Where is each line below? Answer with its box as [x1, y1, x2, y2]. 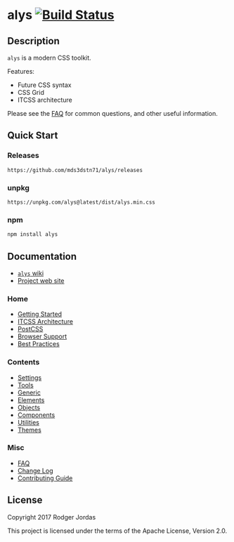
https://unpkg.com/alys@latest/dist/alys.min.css [7, 199, 156, 206]
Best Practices [17, 340, 60, 348]
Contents [7, 357, 40, 367]
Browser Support [17, 332, 67, 341]
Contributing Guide [17, 474, 73, 482]
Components [17, 411, 56, 419]
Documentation [7, 250, 77, 263]
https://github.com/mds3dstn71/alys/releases [7, 166, 143, 173]
